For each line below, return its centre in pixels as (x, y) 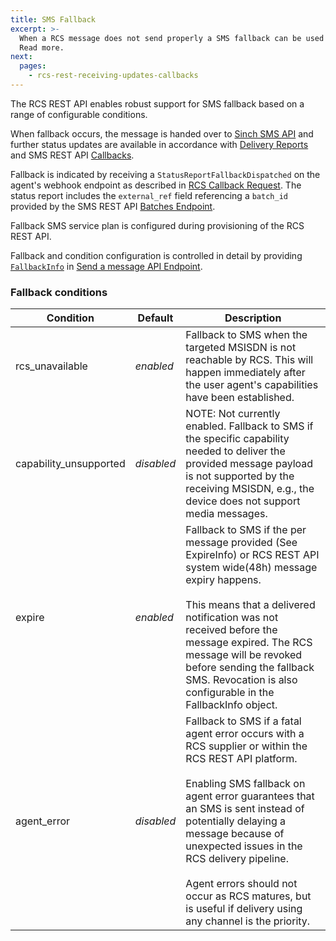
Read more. (42, 47)
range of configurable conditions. (79, 114)
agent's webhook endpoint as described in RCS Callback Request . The (156, 185)
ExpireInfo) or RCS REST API (252, 555)
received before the (231, 630)
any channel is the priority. (248, 921)
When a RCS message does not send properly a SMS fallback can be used (172, 38)
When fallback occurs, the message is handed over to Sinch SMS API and (162, 133)
